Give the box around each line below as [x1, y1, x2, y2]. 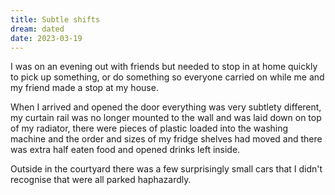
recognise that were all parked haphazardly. [10, 174, 192, 186]
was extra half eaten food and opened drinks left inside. [10, 144, 241, 156]
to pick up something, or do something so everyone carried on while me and [10, 71, 325, 83]
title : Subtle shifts [10, 14, 101, 25]
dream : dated [10, 24, 65, 34]
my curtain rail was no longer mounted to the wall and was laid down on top [10, 112, 322, 124]
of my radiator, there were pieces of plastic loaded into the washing [10, 122, 289, 135]
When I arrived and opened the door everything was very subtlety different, [10, 101, 322, 113]
